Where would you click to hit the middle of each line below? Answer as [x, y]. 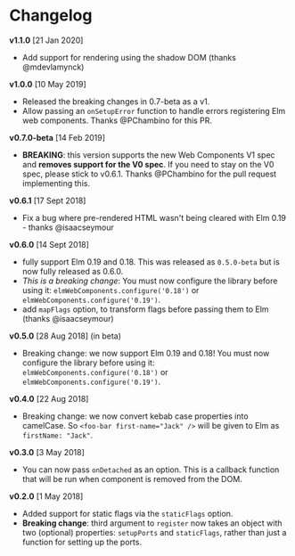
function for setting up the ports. [82, 542]
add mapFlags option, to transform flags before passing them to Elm [145, 309]
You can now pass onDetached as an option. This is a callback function [151, 470]
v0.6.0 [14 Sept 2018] [49, 244]
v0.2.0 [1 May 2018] [46, 496]
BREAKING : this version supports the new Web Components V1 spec [148, 155]
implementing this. [56, 183]
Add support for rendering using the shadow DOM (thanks [129, 57]
